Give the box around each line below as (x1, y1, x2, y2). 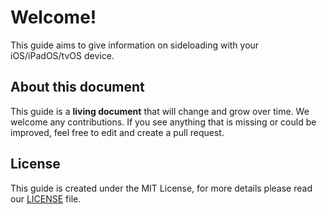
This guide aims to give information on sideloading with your (10, 39, 260, 51)
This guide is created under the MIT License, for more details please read (10, 182, 313, 194)
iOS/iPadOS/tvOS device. (10, 49, 115, 61)
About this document (10, 79, 145, 96)
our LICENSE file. (10, 192, 82, 205)
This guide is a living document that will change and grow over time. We (10, 105, 310, 117)
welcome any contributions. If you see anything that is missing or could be (10, 116, 317, 128)
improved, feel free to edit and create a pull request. (10, 126, 225, 138)
